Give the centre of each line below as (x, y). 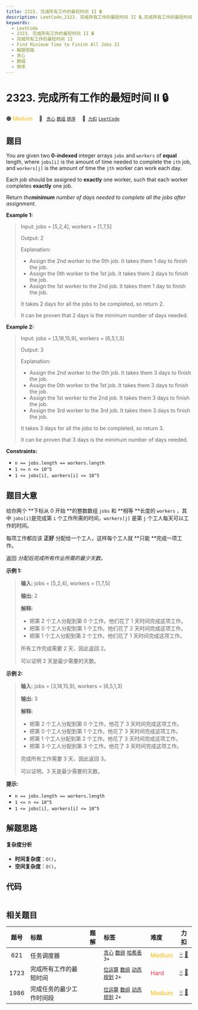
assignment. (21, 204)
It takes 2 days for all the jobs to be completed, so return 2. (92, 304)
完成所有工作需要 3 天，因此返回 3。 (65, 758)
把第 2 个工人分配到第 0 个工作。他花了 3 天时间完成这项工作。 (106, 723)
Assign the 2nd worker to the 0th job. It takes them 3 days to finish (110, 373)
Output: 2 (32, 238)
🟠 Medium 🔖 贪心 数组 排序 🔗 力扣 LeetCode (63, 118)
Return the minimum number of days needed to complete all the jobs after (96, 197)
